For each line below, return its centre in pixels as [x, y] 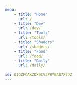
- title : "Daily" [32, 61]
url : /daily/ [32, 65]
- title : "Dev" [30, 24]
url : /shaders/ [34, 47]
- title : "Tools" [32, 33]
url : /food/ [31, 56]
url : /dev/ [30, 28]
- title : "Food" [31, 51]
